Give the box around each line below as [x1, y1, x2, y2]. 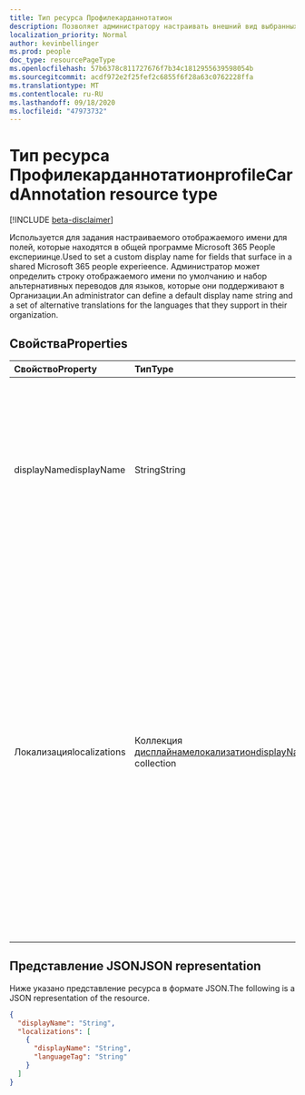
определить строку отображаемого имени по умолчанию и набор [9, 270, 268, 282]
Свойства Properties [9, 336, 129, 351]
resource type [109, 184, 218, 205]
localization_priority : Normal [9, 30, 128, 39]
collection [134, 757, 177, 769]
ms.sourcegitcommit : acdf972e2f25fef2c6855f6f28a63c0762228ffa [9, 73, 254, 82]
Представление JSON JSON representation [9, 958, 261, 974]
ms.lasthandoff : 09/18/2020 [9, 97, 116, 107]
